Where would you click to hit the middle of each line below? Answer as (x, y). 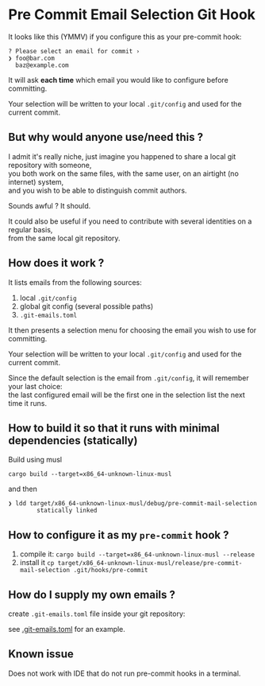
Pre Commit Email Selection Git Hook (132, 15)
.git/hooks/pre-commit (111, 571)
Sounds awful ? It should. (50, 205)
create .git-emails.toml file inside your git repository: (97, 614)
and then (23, 489)
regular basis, (31, 229)
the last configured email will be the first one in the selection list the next (127, 395)
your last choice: (35, 386)
